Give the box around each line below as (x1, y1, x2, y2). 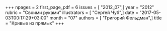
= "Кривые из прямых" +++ (5, 20, 64, 26)
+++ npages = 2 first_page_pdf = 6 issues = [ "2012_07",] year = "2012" (5, 4, 154, 10)
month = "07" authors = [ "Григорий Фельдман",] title (49, 15, 162, 20)
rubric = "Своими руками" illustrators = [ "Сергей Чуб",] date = (5, 9, 139, 15)
